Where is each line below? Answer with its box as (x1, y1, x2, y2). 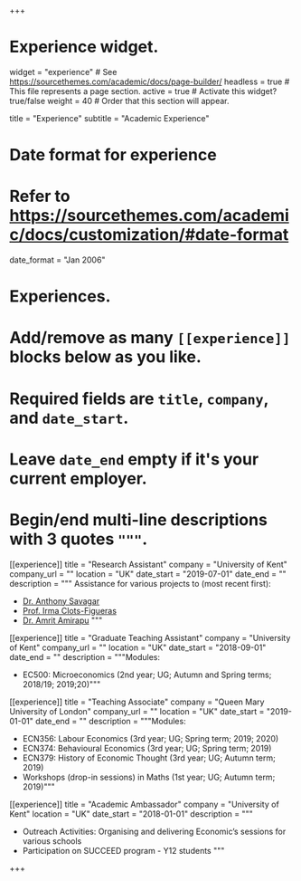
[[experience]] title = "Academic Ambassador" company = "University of (9, 799, 280, 809)
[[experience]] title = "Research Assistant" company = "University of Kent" (9, 559, 287, 570)
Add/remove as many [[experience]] (9, 328, 291, 349)
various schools (22, 835, 82, 847)
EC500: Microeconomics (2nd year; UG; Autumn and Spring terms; (22, 669, 272, 680)
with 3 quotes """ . (9, 529, 148, 549)
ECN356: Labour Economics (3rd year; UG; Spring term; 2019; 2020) (22, 733, 279, 743)
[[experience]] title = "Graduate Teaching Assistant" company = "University (9, 632, 291, 643)
